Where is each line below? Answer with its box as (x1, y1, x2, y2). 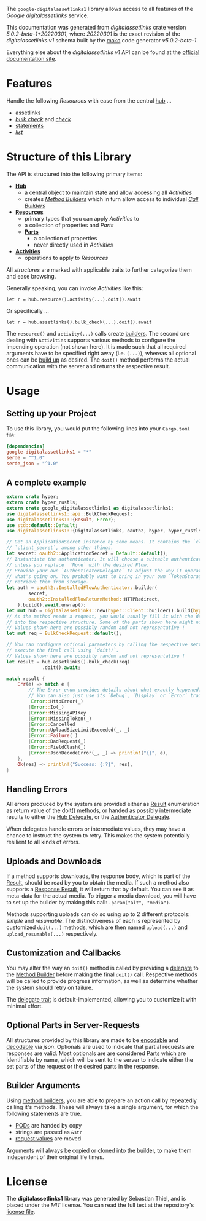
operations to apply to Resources (24, 254, 109, 261)
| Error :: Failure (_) (28, 733, 78, 739)
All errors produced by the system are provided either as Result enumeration (6, 800, 200, 808)
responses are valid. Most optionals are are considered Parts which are (6, 1049, 186, 1057)
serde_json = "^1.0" (6, 460, 59, 467)
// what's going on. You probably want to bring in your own (6, 573, 166, 580)
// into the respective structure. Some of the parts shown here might (6, 619, 193, 625)
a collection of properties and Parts (24, 221, 114, 229)
